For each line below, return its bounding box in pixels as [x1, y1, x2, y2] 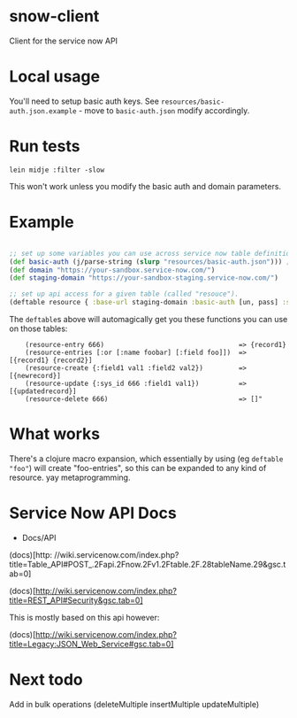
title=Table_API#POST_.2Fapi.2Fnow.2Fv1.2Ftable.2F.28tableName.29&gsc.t [9, 559, 286, 569]
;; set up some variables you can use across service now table [9, 249, 251, 258]
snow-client [9, 6, 100, 27]
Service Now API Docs [9, 503, 177, 523]
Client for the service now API [9, 35, 118, 46]
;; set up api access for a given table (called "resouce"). [9, 290, 240, 298]
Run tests [9, 136, 80, 157]
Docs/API [21, 532, 57, 543]
